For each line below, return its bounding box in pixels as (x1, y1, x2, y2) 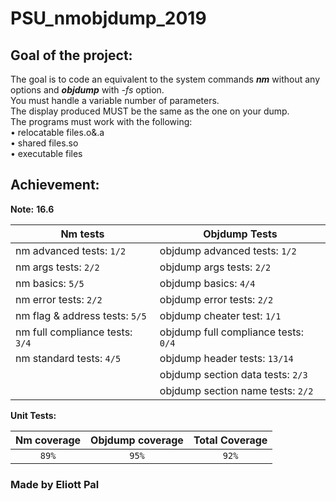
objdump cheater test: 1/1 (159, 308, 282, 322)
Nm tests (60, 227, 105, 241)
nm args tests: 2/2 (15, 260, 100, 274)
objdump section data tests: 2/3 (159, 367, 308, 381)
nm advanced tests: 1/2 (15, 243, 127, 257)
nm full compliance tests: (15, 325, 133, 339)
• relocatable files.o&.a (10, 127, 105, 138)
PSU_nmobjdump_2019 (10, 7, 207, 30)
